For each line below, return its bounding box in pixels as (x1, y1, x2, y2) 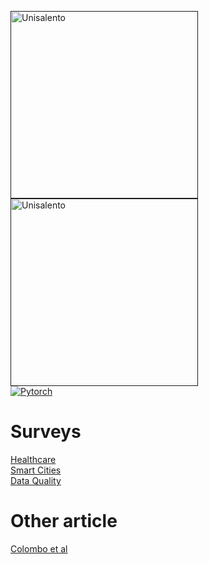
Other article (10, 510, 118, 533)
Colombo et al (10, 542, 68, 555)
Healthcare (10, 453, 57, 465)
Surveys (10, 421, 82, 443)
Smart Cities (10, 464, 62, 476)
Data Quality (10, 474, 62, 486)
